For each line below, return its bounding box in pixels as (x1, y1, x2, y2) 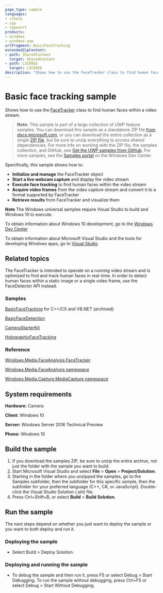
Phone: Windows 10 (5, 431, 45, 437)
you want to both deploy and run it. (5, 526, 75, 532)
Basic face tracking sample (5, 91, 116, 102)
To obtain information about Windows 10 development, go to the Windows (5, 221, 153, 227)
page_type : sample (5, 7, 42, 12)
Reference (5, 346, 30, 353)
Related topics (5, 255, 49, 263)
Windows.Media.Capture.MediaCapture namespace (5, 376, 108, 382)
